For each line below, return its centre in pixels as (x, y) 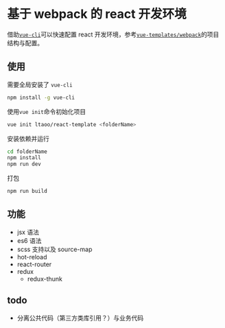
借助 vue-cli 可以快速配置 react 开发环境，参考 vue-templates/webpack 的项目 (113, 34)
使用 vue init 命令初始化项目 (47, 111)
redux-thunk (45, 279)
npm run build (27, 191)
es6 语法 (29, 240)
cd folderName (27, 152)
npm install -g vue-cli (41, 97)
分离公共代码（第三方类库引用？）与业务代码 (80, 318)
